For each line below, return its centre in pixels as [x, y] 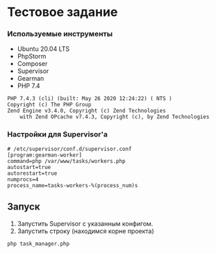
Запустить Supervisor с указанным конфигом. [85, 223]
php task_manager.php [39, 244]
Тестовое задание [63, 12]
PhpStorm [32, 56]
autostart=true [29, 167]
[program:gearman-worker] [44, 155]
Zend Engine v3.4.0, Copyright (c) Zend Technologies [87, 111]
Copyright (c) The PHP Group [49, 105]
